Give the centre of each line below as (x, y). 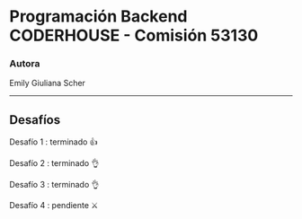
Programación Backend (98, 17)
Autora (25, 64)
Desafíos (35, 120)
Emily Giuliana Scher (47, 83)
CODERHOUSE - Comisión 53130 (134, 35)
